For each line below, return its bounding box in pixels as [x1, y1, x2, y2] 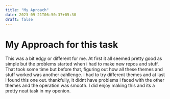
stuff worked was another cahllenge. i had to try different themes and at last [5, 72, 165, 78]
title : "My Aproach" [5, 7, 50, 13]
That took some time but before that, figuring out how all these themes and [5, 67, 163, 73]
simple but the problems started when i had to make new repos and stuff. [5, 61, 159, 67]
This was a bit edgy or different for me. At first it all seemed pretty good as [5, 55, 162, 61]
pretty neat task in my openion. [5, 88, 71, 94]
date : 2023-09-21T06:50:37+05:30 [5, 12, 77, 17]
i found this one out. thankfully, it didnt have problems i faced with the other [5, 77, 165, 83]
